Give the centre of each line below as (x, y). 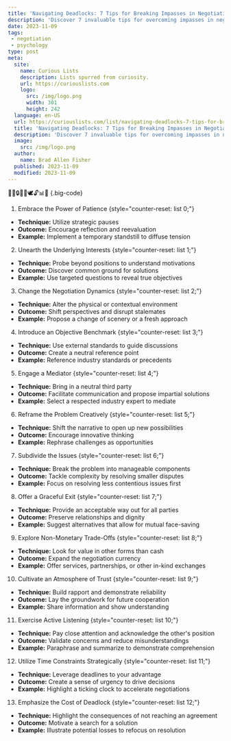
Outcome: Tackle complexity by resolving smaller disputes (101, 476)
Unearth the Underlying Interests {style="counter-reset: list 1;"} (107, 250)
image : (23, 141)
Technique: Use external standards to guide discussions (98, 345)
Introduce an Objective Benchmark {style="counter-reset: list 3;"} (110, 332)
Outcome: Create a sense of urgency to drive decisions (96, 681)
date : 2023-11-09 (33, 26)
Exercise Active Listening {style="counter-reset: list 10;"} (98, 620)
